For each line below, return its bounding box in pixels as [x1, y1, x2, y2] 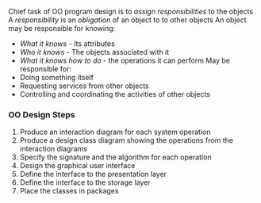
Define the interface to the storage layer [19, 178, 151, 187]
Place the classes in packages [19, 186, 119, 196]
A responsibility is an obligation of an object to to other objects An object [8, 15, 247, 25]
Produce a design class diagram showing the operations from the [19, 136, 234, 145]
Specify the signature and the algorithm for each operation [19, 152, 212, 162]
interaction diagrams [19, 144, 87, 154]
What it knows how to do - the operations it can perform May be [19, 56, 230, 65]
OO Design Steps [8, 109, 75, 120]
